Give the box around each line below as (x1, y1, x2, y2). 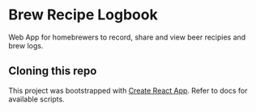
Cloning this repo (8, 64, 97, 78)
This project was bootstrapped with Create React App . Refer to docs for (8, 85, 248, 95)
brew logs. (8, 40, 44, 50)
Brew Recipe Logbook (8, 6, 158, 24)
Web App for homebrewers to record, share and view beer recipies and (8, 32, 246, 42)
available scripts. (8, 94, 65, 104)
